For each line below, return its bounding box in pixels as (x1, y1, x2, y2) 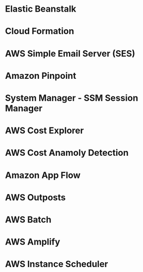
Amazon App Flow (5, 169, 81, 181)
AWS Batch (5, 214, 52, 225)
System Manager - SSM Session (5, 92, 138, 103)
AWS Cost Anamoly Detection (5, 147, 129, 159)
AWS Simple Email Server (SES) (5, 48, 136, 59)
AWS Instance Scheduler (5, 259, 108, 270)
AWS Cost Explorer (5, 125, 84, 136)
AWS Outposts (5, 192, 66, 203)
